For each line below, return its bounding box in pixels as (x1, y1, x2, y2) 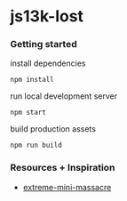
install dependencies (10, 58, 86, 68)
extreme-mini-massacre (22, 181, 112, 192)
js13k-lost (10, 6, 83, 27)
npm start (10, 109, 47, 117)
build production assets (10, 124, 97, 134)
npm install (10, 76, 54, 84)
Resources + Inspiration (10, 162, 115, 174)
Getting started (10, 38, 78, 51)
